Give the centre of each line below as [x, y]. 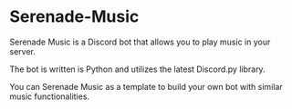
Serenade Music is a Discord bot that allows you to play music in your [140, 42]
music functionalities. [49, 96]
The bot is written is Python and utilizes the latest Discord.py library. [138, 69]
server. [23, 51]
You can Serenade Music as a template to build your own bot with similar [146, 86]
